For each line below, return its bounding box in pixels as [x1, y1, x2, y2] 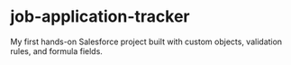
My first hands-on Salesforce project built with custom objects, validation [10, 36, 283, 47]
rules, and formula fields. [10, 45, 103, 56]
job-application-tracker [10, 6, 190, 27]
